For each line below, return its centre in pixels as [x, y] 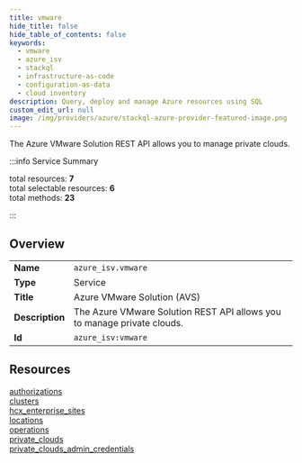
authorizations [36, 391]
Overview [37, 244]
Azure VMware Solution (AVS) [137, 296]
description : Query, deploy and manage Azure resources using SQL [136, 101]
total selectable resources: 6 [62, 188]
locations [26, 420]
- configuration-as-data [64, 85]
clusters [24, 401]
